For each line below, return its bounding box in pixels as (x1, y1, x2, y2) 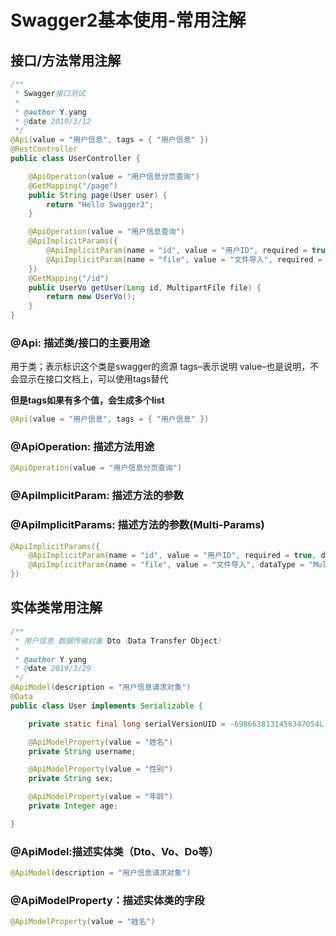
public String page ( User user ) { (28, 190, 168, 200)
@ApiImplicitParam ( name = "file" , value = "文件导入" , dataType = (28, 560, 305, 570)
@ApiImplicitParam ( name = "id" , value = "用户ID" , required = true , (28, 551, 317, 561)
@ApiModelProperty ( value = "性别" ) (28, 764, 174, 775)
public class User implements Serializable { (10, 701, 203, 711)
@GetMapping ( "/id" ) (28, 273, 110, 283)
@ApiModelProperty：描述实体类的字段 (10, 893, 205, 907)
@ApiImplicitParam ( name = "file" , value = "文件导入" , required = (46, 254, 323, 265)
